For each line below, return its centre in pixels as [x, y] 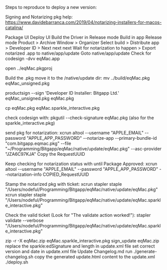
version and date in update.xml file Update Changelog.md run [69, 251]
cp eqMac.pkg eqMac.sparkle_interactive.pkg [52, 108]
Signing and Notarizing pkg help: [39, 17]
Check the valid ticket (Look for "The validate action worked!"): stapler [78, 215]
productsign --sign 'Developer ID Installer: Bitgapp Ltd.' [62, 93]
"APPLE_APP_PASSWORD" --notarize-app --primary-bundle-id [92, 138]
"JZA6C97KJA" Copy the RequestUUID [45, 154]
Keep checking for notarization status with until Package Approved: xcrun [81, 164]
